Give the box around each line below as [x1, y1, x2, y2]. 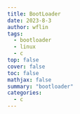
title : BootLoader [7, 10, 61, 18]
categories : [7, 89, 42, 96]
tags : [7, 30, 23, 38]
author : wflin [7, 23, 49, 30]
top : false [7, 57, 39, 64]
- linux [13, 43, 36, 50]
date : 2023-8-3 [7, 17, 52, 24]
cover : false [7, 63, 46, 70]
